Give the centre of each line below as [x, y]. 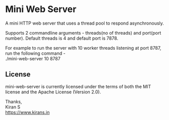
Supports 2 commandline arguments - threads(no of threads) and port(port [83, 33]
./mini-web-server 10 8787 [33, 58]
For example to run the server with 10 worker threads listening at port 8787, [83, 48]
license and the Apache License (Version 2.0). [53, 92]
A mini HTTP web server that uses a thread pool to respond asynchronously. [84, 23]
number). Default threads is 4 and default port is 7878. [62, 38]
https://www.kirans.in [27, 112]
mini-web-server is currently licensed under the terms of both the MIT [78, 86]
